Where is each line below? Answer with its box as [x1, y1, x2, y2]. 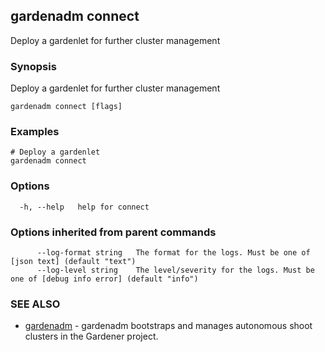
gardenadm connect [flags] [10, 102, 123, 112]
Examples [10, 125, 60, 139]
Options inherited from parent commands [10, 225, 217, 239]
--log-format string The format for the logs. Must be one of [36, 248, 311, 258]
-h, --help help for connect [19, 202, 150, 212]
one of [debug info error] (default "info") [10, 274, 199, 284]
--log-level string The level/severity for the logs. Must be [36, 265, 315, 275]
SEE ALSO [10, 297, 61, 311]
